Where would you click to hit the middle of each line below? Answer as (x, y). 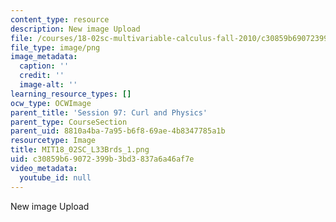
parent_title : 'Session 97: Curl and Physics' (109, 112)
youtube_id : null (55, 177)
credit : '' (42, 76)
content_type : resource (60, 19)
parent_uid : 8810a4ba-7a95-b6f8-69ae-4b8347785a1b (118, 131)
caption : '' (44, 66)
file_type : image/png (55, 47)
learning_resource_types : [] (71, 94)
